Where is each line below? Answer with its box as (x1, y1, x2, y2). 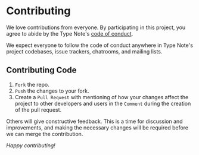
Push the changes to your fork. (14, 87, 89, 94)
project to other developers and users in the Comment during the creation (14, 100, 191, 107)
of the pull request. (14, 106, 62, 113)
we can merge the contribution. (6, 130, 83, 137)
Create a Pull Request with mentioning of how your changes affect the (14, 93, 189, 100)
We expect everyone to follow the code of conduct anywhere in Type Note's (6, 42, 194, 49)
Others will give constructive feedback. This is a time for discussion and (6, 118, 183, 125)
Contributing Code (6, 65, 77, 75)
